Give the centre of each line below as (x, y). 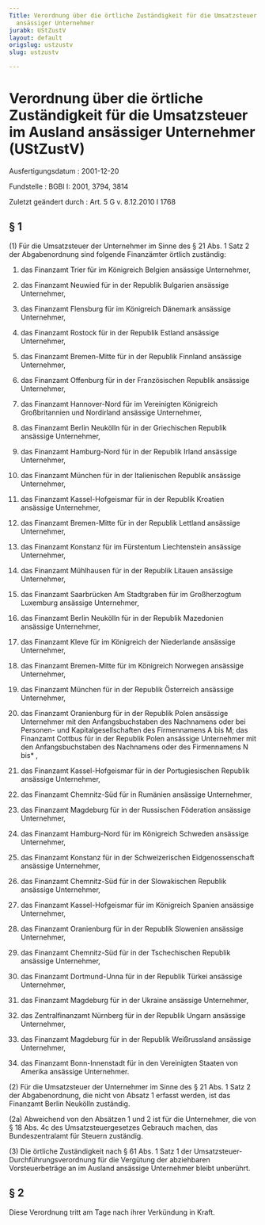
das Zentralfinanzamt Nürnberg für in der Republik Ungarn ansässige (133, 1015)
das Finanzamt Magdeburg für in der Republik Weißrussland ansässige (136, 1039)
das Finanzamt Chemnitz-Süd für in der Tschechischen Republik (125, 952)
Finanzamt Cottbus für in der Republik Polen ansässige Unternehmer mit (138, 738)
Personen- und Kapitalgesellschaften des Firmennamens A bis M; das (134, 729)
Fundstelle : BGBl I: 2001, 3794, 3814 (69, 186)
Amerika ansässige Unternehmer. (75, 1071)
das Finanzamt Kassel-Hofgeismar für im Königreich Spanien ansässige (137, 905)
